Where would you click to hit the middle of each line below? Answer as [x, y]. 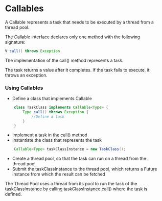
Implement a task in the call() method [50, 135]
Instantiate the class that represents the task [57, 140]
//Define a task [48, 116]
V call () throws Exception [33, 51]
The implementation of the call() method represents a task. [64, 60]
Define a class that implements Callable [52, 99]
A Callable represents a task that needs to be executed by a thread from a [80, 22]
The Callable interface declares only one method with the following [73, 37]
